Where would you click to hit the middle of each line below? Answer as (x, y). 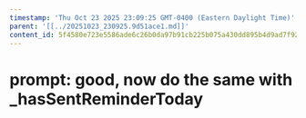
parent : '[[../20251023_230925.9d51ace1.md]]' (99, 26)
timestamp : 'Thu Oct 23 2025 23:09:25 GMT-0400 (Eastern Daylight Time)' (153, 18)
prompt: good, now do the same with (151, 79)
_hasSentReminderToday (106, 98)
